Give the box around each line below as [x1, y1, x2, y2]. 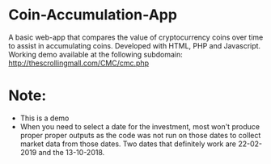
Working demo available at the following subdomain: [8, 49, 184, 59]
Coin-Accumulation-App [8, 6, 178, 24]
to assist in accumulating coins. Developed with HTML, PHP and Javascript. [8, 40, 261, 50]
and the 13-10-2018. [38, 147, 105, 157]
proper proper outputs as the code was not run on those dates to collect [19, 130, 261, 140]
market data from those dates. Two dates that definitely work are [19, 139, 237, 149]
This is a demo [19, 113, 70, 123]
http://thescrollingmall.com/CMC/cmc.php [8, 58, 150, 68]
